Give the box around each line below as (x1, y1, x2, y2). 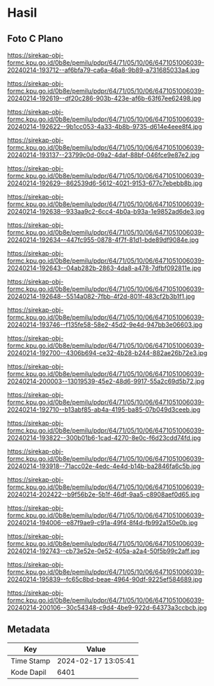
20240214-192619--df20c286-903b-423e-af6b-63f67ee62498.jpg (7, 94, 201, 102)
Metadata (7, 623, 50, 635)
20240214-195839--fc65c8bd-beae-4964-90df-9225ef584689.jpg (7, 575, 203, 583)
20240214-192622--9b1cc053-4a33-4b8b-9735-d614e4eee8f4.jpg (7, 123, 202, 130)
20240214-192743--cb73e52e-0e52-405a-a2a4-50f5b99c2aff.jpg (7, 547, 200, 555)
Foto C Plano (7, 33, 63, 45)
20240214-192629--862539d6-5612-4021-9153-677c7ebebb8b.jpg (7, 179, 203, 187)
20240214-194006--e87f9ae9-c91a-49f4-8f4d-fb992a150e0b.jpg (7, 519, 198, 527)
